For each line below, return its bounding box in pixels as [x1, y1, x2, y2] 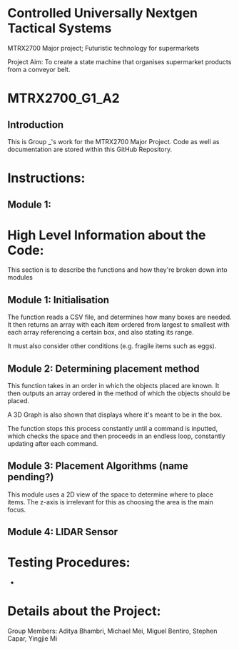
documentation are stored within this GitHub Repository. [7, 145, 173, 153]
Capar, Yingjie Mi [7, 634, 58, 643]
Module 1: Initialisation [7, 294, 109, 306]
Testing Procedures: [7, 554, 131, 571]
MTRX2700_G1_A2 [7, 91, 120, 106]
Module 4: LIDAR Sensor [7, 526, 118, 538]
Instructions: [7, 170, 86, 186]
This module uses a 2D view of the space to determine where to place [7, 490, 214, 499]
